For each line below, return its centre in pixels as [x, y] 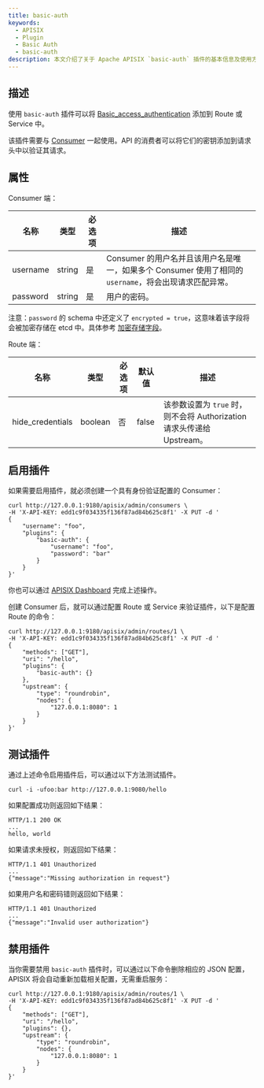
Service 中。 [28, 124]
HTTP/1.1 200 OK [35, 820]
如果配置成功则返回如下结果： [56, 805]
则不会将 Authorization [205, 416]
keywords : [24, 23]
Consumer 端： [33, 198]
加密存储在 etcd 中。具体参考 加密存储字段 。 [94, 327]
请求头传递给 [187, 428]
